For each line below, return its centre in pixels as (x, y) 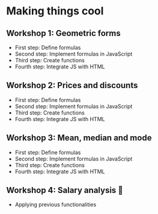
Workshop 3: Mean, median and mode (79, 138)
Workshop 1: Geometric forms (64, 33)
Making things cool (55, 11)
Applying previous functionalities (56, 204)
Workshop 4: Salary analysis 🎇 (65, 190)
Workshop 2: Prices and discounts (72, 85)
